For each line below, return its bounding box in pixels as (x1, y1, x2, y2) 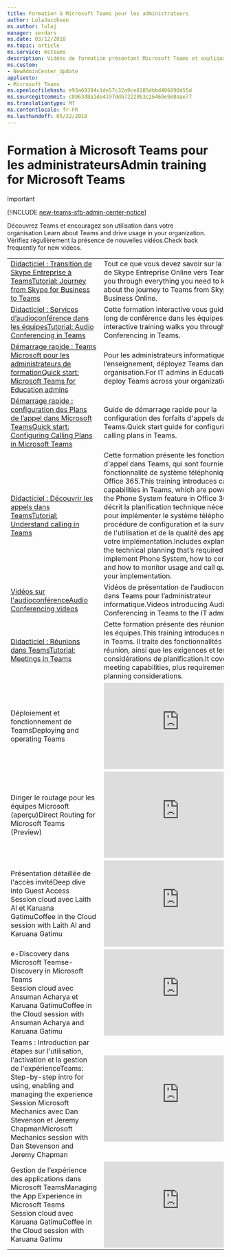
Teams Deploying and (10, 725, 79, 735)
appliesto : (7, 74, 38, 81)
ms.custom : (7, 61, 38, 68)
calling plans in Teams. (103, 430, 177, 440)
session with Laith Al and (10, 920, 91, 930)
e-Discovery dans (10, 949, 70, 958)
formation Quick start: (10, 367, 79, 377)
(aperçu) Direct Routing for (10, 810, 96, 820)
